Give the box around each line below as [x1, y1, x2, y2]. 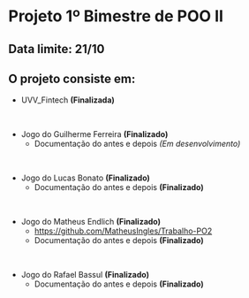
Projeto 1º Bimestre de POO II [8, 6, 224, 27]
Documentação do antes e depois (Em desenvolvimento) [34, 139, 241, 149]
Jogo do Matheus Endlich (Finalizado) [20, 217, 161, 227]
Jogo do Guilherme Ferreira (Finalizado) [20, 129, 169, 140]
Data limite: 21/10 [8, 42, 105, 57]
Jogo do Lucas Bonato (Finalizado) [20, 172, 151, 183]
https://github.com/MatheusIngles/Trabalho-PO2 [34, 225, 213, 236]
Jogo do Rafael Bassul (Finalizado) [20, 270, 149, 280]
